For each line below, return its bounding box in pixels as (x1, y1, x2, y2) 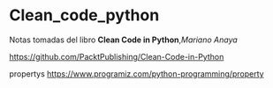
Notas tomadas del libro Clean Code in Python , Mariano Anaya (9, 34, 239, 45)
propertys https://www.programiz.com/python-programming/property (9, 68, 264, 79)
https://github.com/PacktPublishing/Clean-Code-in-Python (9, 51, 224, 62)
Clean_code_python (9, 5, 160, 26)
